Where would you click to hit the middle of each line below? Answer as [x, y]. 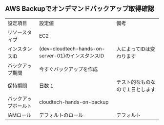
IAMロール [20, 115]
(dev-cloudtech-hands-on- [72, 49]
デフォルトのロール [61, 115]
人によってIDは [133, 49]
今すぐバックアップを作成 [68, 69]
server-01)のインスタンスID [72, 55]
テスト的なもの [133, 82]
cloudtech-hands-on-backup [74, 102]
